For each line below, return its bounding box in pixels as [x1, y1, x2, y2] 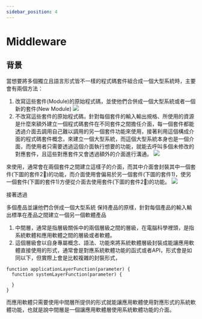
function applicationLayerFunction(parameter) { [6, 266, 130, 272]
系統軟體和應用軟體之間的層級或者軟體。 [14, 231, 115, 238]
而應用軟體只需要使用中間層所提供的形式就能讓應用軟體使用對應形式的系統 [6, 299, 191, 306]
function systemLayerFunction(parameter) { [11, 271, 122, 277]
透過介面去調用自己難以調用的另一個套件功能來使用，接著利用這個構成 [14, 128, 189, 135]
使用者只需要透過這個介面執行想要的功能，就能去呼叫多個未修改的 [31, 143, 194, 150]
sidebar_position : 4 [6, 8, 58, 15]
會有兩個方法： [6, 85, 43, 92]
